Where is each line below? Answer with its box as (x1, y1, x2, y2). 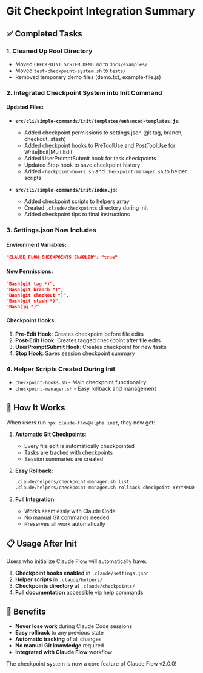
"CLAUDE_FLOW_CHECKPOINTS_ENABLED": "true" (6, 254, 118, 261)
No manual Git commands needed (24, 514, 110, 521)
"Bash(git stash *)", (6, 298, 61, 304)
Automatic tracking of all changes (15, 635, 102, 643)
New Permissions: (6, 267, 53, 275)
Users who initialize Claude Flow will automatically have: (6, 557, 147, 565)
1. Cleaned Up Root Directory (6, 47, 93, 55)
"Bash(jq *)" (6, 303, 39, 309)
